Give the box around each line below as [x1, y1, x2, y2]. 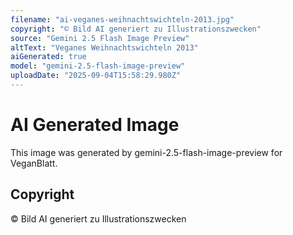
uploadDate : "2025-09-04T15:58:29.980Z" [10, 71, 182, 81]
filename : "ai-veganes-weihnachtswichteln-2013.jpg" [10, 14, 235, 25]
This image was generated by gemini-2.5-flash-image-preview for [10, 146, 283, 158]
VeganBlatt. [10, 157, 58, 169]
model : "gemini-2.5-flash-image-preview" [10, 61, 186, 71]
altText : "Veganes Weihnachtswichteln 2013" [10, 42, 199, 53]
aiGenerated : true [10, 52, 87, 62]
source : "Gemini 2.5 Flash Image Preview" [10, 33, 190, 43]
